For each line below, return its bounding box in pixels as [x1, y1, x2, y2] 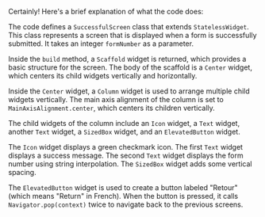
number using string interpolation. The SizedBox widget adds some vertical [8, 159, 252, 169]
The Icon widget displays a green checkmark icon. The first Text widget [8, 143, 244, 151]
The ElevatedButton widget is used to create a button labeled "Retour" [8, 183, 238, 192]
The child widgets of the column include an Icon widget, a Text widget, [8, 119, 240, 128]
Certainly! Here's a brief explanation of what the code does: [8, 7, 204, 16]
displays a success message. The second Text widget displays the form [8, 150, 244, 160]
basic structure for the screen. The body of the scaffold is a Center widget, [8, 63, 252, 72]
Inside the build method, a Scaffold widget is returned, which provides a [8, 55, 247, 63]
